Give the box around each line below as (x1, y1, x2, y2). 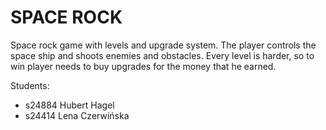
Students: (10, 79, 50, 91)
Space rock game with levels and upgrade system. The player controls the (10, 39, 317, 51)
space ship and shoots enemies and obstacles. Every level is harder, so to (10, 49, 315, 61)
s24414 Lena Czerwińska (24, 109, 130, 121)
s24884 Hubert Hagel (24, 99, 115, 111)
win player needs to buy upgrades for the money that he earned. (10, 60, 277, 72)
